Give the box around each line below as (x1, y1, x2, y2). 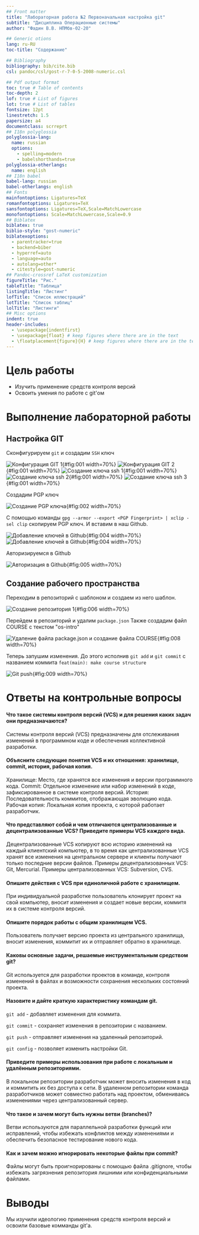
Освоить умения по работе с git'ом (14, 389, 105, 397)
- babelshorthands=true (17, 156, 76, 162)
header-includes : (6, 322, 49, 328)
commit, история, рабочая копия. (6, 763, 93, 770)
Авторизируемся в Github (6, 550, 71, 557)
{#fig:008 (157, 635, 181, 642)
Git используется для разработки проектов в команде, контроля (6, 971, 170, 978)
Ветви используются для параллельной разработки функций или (6, 1124, 172, 1131)
